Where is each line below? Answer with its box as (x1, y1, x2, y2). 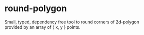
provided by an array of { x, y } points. (4, 24, 80, 30)
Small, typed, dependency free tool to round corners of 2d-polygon (4, 19, 139, 25)
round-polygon (4, 3, 67, 14)
